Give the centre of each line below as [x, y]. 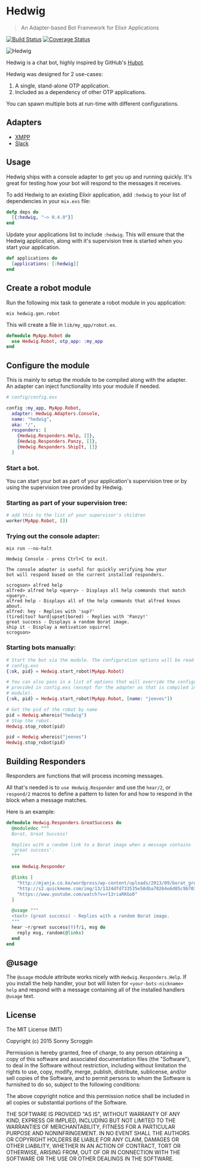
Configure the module [48, 365]
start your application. [33, 248]
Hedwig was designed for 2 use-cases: [55, 74]
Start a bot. [23, 468]
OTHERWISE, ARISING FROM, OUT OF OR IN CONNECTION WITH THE [93, 1153]
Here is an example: [31, 812]
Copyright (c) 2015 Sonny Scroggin [49, 1041]
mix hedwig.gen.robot [33, 313]
